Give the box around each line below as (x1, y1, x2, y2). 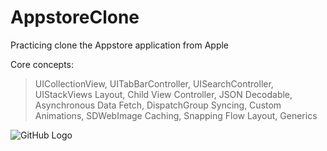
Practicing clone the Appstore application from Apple (10, 39, 230, 51)
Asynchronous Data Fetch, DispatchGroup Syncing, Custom (34, 99, 282, 111)
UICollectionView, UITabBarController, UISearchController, (34, 77, 274, 90)
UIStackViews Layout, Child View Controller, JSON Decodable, (34, 88, 293, 100)
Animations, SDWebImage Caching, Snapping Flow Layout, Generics (34, 109, 318, 121)
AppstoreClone (10, 6, 140, 29)
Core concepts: (10, 58, 75, 70)
